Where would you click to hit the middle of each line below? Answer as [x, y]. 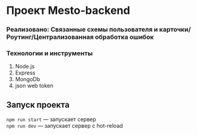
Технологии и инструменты [49, 53]
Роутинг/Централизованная [50, 37]
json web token [34, 86]
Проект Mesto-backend [68, 11]
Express [25, 73]
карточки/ [175, 30]
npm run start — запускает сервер [51, 119]
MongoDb [28, 79]
